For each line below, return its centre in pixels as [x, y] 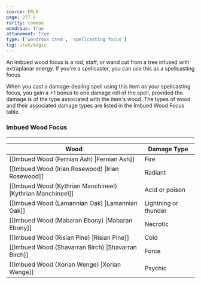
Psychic [156, 268]
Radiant [155, 173]
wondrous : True [25, 28]
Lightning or [161, 203]
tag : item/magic [26, 45]
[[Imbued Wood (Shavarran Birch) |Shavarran [73, 248]
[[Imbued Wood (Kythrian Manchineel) [63, 186]
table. [13, 112]
